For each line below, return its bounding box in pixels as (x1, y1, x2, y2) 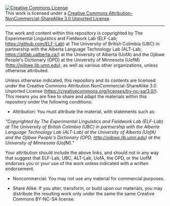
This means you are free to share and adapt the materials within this (5, 93, 147, 99)
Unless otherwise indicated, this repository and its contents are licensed (5, 77, 156, 83)
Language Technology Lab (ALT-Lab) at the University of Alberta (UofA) (5, 129, 156, 135)
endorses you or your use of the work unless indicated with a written (5, 161, 149, 166)
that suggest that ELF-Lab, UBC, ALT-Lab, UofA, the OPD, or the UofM (5, 155, 152, 161)
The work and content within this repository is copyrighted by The (5, 30, 143, 36)
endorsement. (5, 166, 34, 172)
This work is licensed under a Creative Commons (5, 10, 108, 16)
